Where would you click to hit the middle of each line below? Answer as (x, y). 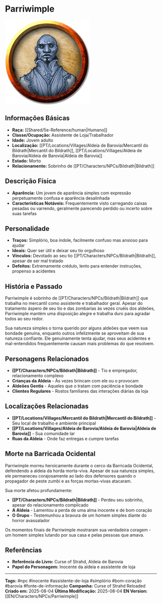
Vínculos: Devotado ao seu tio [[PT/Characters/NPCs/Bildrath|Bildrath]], (84, 256)
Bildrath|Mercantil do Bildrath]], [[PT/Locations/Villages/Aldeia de (77, 150)
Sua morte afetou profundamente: (39, 490)
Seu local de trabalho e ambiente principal (54, 423)
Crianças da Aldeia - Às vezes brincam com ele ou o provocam (75, 381)
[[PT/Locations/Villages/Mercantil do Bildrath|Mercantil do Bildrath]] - (84, 418)
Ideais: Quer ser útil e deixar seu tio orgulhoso (58, 251)
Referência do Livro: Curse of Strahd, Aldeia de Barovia (67, 562)
